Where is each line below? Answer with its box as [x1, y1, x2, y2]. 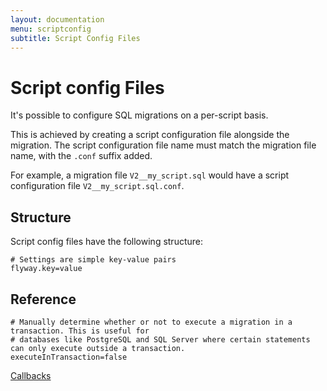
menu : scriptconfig [10, 24, 92, 34]
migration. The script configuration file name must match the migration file [10, 139, 317, 151]
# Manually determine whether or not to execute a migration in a [10, 317, 293, 327]
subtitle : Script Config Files [10, 33, 141, 43]
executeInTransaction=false [10, 352, 128, 362]
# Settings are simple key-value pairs [10, 255, 177, 265]
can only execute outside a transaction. [10, 343, 186, 353]
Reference [10, 291, 77, 308]
